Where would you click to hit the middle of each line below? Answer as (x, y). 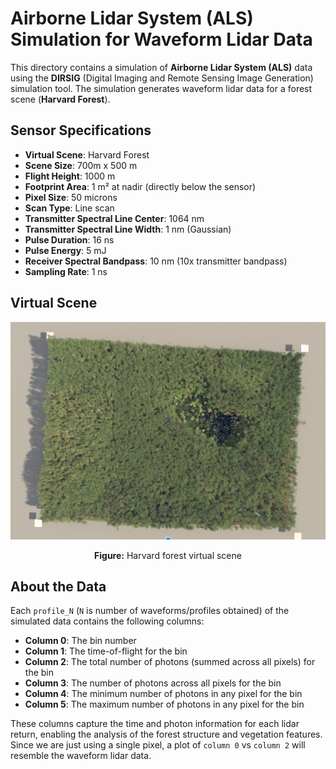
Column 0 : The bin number (80, 641)
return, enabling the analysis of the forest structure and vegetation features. (166, 734)
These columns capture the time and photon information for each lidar (155, 724)
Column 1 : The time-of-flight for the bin (106, 651)
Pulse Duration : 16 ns (69, 239)
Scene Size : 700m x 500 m (81, 165)
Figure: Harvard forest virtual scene (168, 555)
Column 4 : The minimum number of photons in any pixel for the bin (163, 694)
